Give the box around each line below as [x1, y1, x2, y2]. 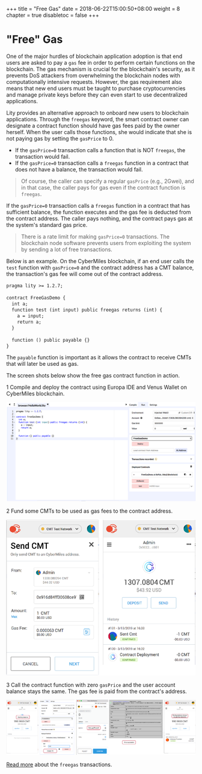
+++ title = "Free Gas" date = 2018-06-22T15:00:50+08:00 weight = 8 [6, 5, 180, 12]
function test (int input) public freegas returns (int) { [11, 307, 163, 313]
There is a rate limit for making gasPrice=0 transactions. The [20, 232, 170, 240]
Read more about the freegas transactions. [6, 761, 112, 768]
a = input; [17, 313, 44, 319]
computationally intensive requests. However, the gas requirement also [6, 78, 182, 85]
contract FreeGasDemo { [6, 295, 66, 301]
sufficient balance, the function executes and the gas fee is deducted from [6, 208, 191, 216]
